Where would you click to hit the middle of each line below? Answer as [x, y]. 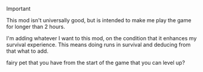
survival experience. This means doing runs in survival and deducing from [98, 45]
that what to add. [27, 51]
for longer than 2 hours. [36, 27]
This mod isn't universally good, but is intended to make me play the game [99, 20]
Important [18, 9]
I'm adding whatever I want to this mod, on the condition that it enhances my [101, 38]
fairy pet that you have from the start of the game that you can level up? [96, 63]
